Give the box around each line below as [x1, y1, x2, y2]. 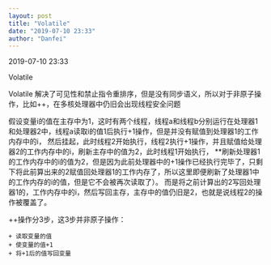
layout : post [8, 11, 53, 20]
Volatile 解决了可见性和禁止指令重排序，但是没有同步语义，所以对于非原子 [8, 89, 255, 99]
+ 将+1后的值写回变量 [8, 250, 71, 258]
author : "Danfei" [8, 34, 67, 43]
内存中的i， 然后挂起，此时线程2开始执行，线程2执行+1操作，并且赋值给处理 [8, 137, 263, 147]
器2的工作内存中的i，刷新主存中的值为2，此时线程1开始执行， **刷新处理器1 [8, 147, 260, 156]
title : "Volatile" [8, 19, 70, 28]
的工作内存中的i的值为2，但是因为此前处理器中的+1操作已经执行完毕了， [8, 157, 249, 167]
